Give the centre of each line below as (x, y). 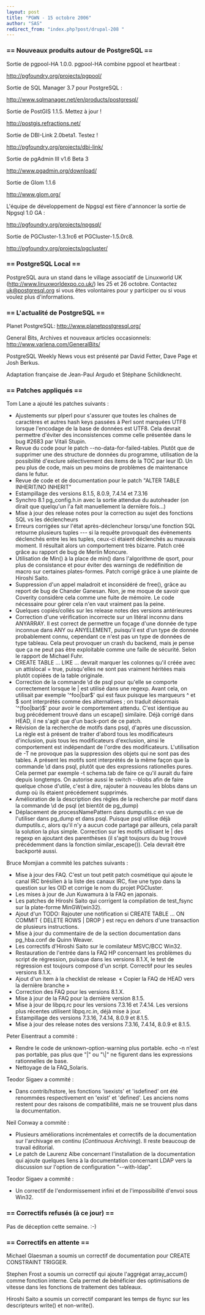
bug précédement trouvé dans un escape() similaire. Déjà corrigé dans (104, 715)
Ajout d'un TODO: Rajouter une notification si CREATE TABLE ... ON (100, 914)
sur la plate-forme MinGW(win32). (58, 907)
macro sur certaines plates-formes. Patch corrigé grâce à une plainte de (106, 572)
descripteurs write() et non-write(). (50, 1306)
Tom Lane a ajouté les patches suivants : (58, 404)
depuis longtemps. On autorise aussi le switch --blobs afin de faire (99, 780)
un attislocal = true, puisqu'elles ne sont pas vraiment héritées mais (100, 669)
